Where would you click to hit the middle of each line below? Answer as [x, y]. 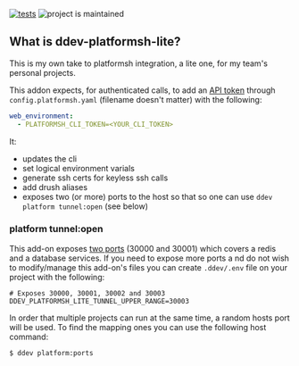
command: [29, 337]
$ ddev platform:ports [51, 353]
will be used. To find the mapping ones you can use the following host [138, 327]
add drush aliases [54, 187]
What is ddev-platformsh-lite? [95, 42]
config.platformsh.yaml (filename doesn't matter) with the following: [136, 99]
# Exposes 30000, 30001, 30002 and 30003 [87, 293]
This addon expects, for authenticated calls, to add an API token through [142, 90]
